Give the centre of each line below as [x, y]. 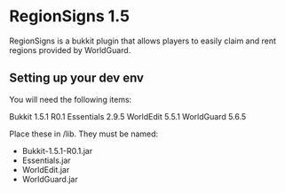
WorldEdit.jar [46, 169]
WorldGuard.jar [50, 179]
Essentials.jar [46, 160]
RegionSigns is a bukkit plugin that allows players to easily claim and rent [143, 41]
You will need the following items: [71, 99]
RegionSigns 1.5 [70, 16]
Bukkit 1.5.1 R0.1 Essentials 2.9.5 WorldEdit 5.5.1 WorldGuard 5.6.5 [128, 116]
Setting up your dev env [77, 78]
